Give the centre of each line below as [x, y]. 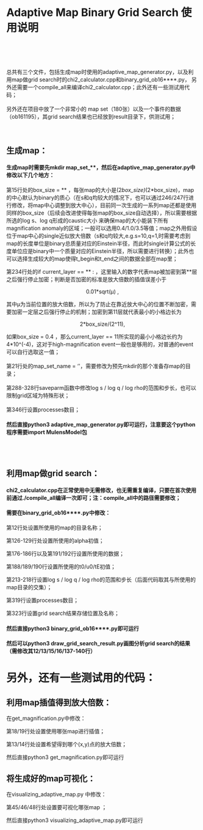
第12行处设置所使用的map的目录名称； [55, 527]
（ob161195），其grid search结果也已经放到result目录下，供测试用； [91, 116]
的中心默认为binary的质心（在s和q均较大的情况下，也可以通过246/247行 [98, 197]
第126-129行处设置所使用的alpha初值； [55, 540]
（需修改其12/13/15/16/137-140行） [51, 651]
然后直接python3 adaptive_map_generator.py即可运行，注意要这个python [101, 425]
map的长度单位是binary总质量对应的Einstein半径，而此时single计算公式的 [98, 243]
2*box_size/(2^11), [102, 324]
